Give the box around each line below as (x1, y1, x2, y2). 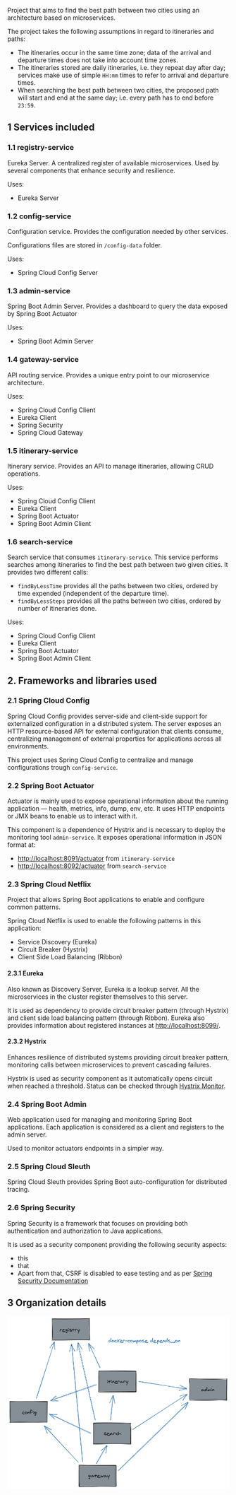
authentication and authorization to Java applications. (7, 1226, 163, 1235)
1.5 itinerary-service (7, 445, 79, 455)
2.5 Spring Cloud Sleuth (7, 1162, 91, 1172)
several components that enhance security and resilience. (7, 166, 176, 175)
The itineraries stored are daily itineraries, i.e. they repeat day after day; (17, 64, 225, 71)
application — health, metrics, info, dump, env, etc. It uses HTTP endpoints (7, 804, 225, 813)
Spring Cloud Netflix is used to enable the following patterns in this (7, 917, 201, 925)
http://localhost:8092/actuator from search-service (17, 862, 167, 870)
